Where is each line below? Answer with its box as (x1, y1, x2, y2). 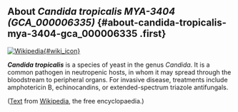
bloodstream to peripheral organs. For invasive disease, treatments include (7, 75, 228, 84)
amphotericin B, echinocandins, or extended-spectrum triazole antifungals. (7, 83, 229, 91)
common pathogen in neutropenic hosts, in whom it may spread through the (7, 67, 232, 77)
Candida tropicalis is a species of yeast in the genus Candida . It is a (7, 60, 210, 69)
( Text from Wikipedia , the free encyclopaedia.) (7, 96, 144, 105)
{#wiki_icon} (43, 46, 81, 55)
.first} (139, 28, 167, 40)
